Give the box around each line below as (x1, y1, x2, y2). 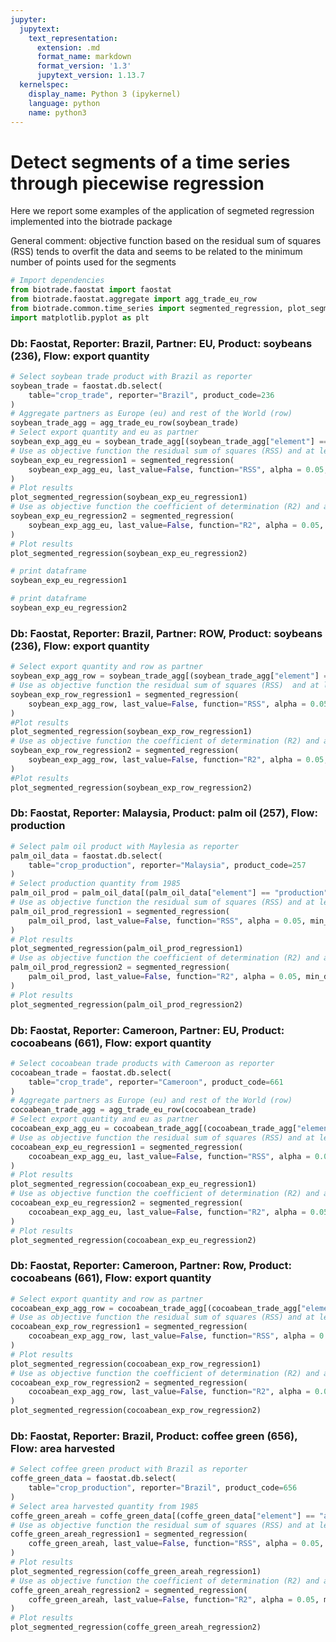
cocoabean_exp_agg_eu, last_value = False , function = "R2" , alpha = (28, 1207, 307, 1217)
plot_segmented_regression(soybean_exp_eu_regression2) (10, 548, 248, 558)
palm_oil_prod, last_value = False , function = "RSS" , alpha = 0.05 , (28, 916, 307, 926)
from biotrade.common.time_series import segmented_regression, (10, 303, 284, 313)
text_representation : (28, 33, 118, 43)
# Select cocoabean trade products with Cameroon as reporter (10, 1058, 275, 1068)
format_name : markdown (36, 52, 132, 62)
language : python (28, 98, 101, 108)
